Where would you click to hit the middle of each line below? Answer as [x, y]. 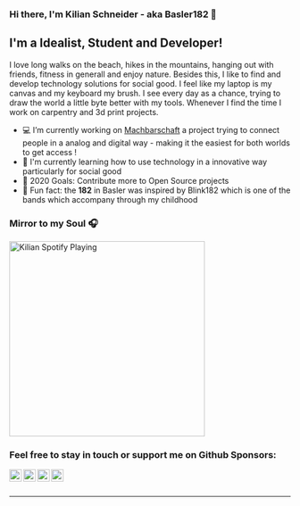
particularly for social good [72, 171]
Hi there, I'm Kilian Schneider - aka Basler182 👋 [113, 14]
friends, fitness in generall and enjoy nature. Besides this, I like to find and [145, 74]
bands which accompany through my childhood [110, 199]
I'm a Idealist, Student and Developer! [116, 43]
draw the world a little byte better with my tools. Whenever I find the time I [146, 103]
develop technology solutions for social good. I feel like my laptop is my [141, 83]
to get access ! [50, 152]
